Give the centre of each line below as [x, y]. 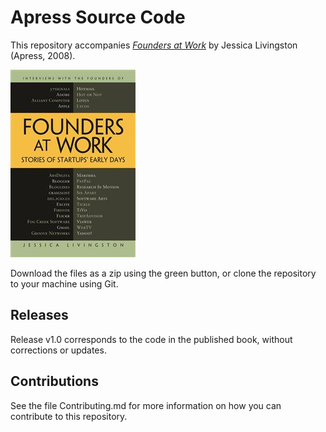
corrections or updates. [58, 350]
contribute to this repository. [69, 416]
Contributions [54, 381]
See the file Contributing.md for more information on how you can [146, 405]
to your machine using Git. [64, 283]
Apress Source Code [98, 17]
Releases [39, 315]
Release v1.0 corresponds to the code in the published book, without [151, 339]
